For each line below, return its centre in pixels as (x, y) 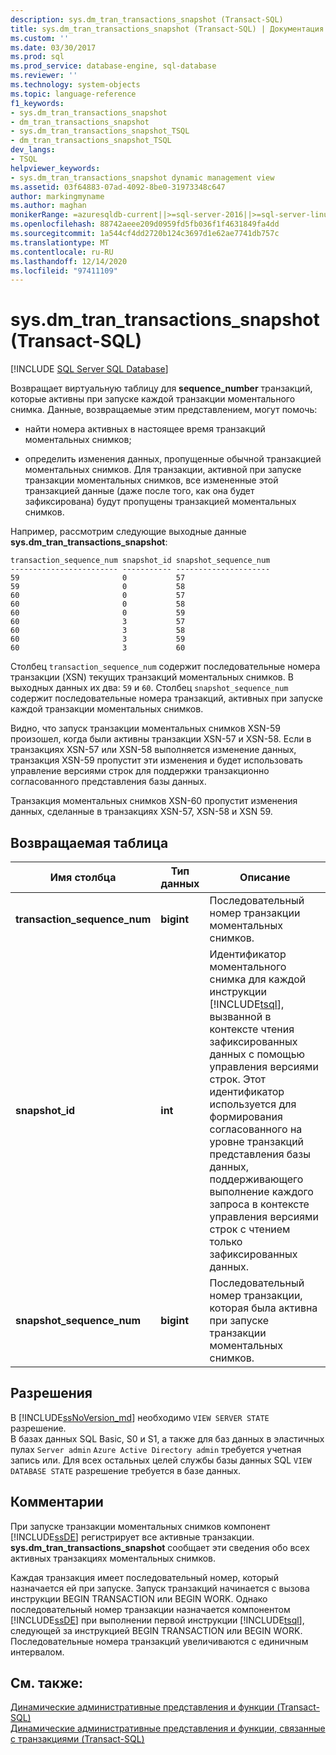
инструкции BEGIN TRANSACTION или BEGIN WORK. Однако (139, 1598)
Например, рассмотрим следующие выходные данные (128, 532)
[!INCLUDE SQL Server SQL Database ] (89, 369)
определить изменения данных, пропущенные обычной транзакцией (173, 459)
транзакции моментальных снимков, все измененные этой (151, 480)
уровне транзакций (257, 1141)
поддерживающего (256, 1179)
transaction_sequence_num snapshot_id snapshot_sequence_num (140, 561)
